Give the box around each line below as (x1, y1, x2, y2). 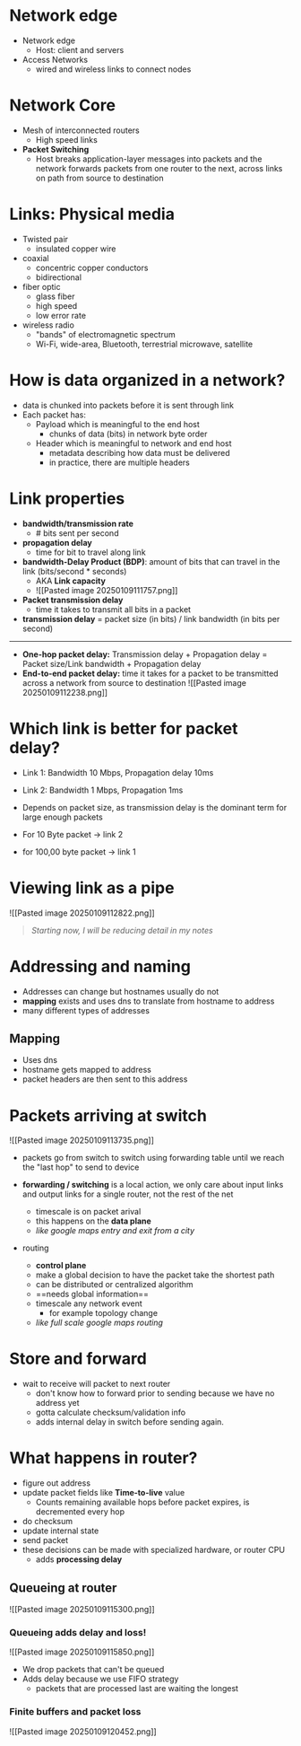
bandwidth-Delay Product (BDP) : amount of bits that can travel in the (21, 556, 280, 566)
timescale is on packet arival (35, 1206, 142, 1217)
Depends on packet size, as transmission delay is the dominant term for (21, 802, 288, 812)
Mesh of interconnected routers (21, 125, 141, 136)
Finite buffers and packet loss (9, 1706, 142, 1718)
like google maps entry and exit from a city (35, 1225, 195, 1236)
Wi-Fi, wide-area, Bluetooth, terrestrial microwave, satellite (35, 338, 254, 349)
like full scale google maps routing (35, 1317, 164, 1329)
